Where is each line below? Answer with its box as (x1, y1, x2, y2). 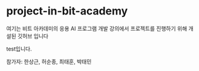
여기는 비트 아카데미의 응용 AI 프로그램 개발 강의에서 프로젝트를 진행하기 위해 (6, 25, 188, 32)
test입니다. (6, 45, 32, 52)
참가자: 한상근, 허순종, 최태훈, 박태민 (6, 58, 92, 65)
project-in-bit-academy (6, 4, 128, 18)
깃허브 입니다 (17, 32, 48, 40)
